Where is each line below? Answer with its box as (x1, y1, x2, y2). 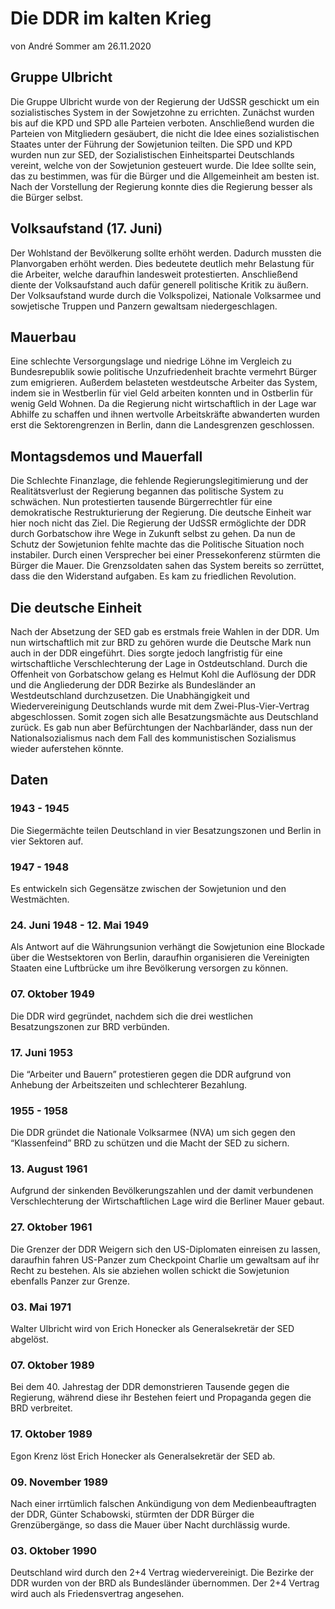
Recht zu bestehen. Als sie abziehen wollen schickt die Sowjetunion (10, 1264, 290, 1276)
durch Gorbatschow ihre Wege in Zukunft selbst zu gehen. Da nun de (10, 528, 296, 540)
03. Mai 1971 (10, 1300, 72, 1314)
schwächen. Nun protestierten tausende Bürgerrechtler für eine (10, 496, 273, 508)
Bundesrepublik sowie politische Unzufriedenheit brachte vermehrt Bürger (10, 366, 317, 378)
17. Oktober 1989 (10, 1427, 93, 1441)
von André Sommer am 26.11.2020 (10, 40, 152, 52)
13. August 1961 (10, 1162, 88, 1176)
